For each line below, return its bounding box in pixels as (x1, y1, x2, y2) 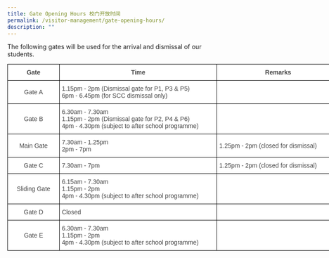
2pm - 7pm (61, 146, 91, 153)
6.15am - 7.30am (61, 178, 109, 186)
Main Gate (19, 142, 48, 150)
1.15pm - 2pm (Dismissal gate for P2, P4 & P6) (61, 115, 190, 123)
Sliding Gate (16, 185, 51, 193)
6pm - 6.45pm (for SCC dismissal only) (61, 92, 168, 100)
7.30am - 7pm (61, 162, 101, 169)
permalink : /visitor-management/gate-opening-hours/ (7, 17, 165, 24)
